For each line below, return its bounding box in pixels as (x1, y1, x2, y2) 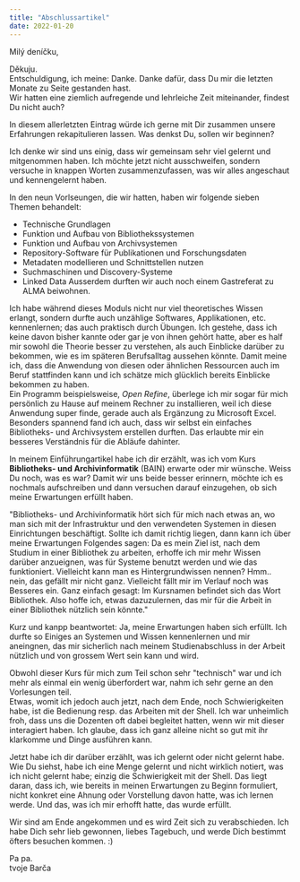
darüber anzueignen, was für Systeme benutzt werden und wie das (9, 557, 258, 567)
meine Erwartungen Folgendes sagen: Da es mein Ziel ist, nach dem (9, 537, 261, 548)
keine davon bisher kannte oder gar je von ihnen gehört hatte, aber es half (9, 331, 284, 342)
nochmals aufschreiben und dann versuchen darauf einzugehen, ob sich (9, 481, 278, 493)
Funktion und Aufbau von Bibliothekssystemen (21, 228, 194, 238)
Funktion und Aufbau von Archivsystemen (21, 238, 177, 248)
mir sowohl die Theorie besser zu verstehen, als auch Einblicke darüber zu (9, 341, 285, 351)
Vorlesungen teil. (9, 687, 72, 697)
